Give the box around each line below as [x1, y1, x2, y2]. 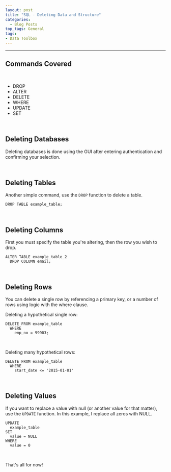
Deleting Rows [5, 283, 52, 291]
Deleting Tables [5, 178, 56, 187]
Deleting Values [5, 391, 57, 401]
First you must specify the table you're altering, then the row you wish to [5, 239, 158, 245]
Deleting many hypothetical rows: [5, 349, 75, 355]
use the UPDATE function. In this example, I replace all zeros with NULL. [5, 410, 153, 416]
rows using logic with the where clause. [5, 302, 89, 308]
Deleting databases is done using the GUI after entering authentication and [5, 148, 162, 155]
